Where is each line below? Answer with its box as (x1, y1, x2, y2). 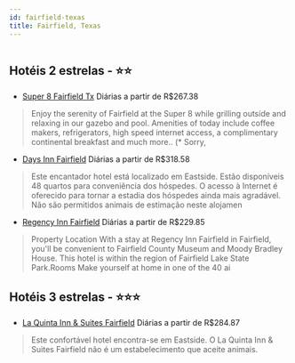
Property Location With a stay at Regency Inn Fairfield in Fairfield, (30, 234, 272, 245)
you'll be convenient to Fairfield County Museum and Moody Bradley (30, 244, 283, 254)
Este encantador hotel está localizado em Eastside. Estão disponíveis (30, 171, 284, 182)
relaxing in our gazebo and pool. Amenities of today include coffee (30, 117, 275, 129)
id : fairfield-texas (9, 12, 86, 22)
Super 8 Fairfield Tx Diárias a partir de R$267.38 (21, 91, 199, 102)
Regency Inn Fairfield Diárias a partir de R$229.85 (21, 217, 205, 228)
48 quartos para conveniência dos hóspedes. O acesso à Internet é (30, 181, 278, 191)
